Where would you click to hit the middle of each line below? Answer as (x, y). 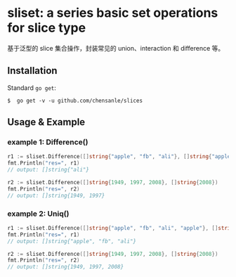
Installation (32, 71)
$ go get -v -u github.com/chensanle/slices (75, 101)
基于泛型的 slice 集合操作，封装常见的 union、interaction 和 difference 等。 (116, 48)
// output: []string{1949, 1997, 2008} (66, 267)
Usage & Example (46, 122)
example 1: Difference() (48, 142)
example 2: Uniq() (38, 214)
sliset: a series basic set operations (113, 13)
